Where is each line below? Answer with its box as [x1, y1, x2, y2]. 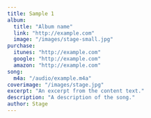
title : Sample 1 [7, 10, 54, 17]
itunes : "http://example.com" [13, 49, 101, 56]
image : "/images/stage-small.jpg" [13, 36, 113, 43]
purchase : [7, 42, 36, 49]
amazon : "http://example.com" [13, 62, 101, 69]
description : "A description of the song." [7, 94, 136, 101]
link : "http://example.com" [13, 29, 95, 37]
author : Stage [7, 101, 49, 108]
